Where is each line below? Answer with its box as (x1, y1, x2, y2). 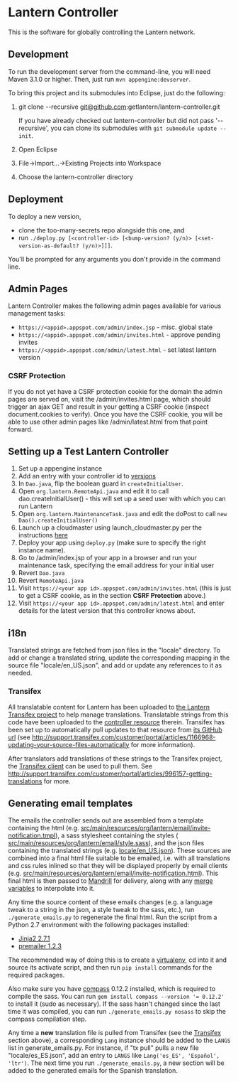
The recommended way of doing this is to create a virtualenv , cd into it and (8, 955, 227, 964)
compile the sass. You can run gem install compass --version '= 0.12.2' (8, 992, 225, 1001)
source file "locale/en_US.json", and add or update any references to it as (8, 661, 222, 670)
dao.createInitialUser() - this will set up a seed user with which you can (18, 495, 226, 503)
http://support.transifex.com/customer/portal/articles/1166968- (31, 733, 216, 741)
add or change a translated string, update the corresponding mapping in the (8, 653, 230, 662)
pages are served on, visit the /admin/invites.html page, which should (8, 395, 211, 403)
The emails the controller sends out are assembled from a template (8, 816, 204, 825)
